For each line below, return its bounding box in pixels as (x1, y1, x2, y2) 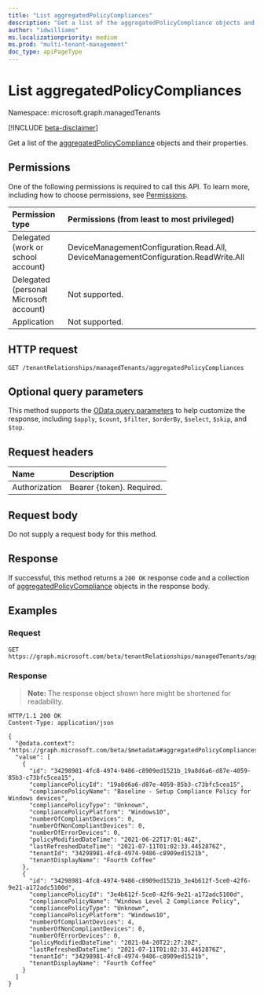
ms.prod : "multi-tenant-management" (8, 41, 128, 49)
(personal (12, 284, 48, 294)
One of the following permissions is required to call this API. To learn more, (8, 181, 251, 191)
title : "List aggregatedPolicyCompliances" (8, 11, 153, 20)
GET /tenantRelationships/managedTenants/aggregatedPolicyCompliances (8, 364, 244, 371)
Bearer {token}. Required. (69, 482, 163, 493)
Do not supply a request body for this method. (8, 529, 158, 539)
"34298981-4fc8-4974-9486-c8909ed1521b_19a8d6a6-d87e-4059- (49, 766, 251, 774)
